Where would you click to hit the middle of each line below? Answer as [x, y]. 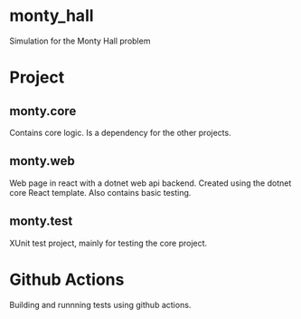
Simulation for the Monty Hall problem [80, 41]
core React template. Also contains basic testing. [100, 192]
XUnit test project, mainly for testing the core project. [108, 243]
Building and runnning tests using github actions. [100, 304]
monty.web [42, 161]
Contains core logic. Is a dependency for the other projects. [121, 132]
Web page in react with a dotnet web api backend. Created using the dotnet [150, 183]
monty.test [41, 222]
